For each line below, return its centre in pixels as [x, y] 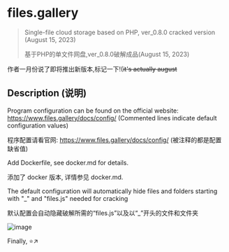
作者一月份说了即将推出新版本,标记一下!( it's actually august [92, 69]
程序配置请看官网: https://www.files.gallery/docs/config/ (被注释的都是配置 [114, 140]
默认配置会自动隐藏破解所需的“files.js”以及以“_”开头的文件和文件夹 [103, 213]
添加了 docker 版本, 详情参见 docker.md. [65, 177]
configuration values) [38, 125]
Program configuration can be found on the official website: [93, 111]
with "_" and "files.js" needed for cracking [68, 198]
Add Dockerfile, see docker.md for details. [68, 162]
